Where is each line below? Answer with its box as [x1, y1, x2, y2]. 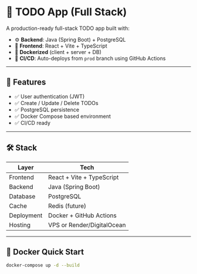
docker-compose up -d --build [6, 262, 80, 269]
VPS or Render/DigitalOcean [47, 221, 126, 229]
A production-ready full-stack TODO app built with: [6, 25, 130, 32]
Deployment [9, 211, 43, 219]
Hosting [9, 221, 31, 229]
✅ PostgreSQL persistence [14, 106, 80, 113]
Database [9, 192, 36, 200]
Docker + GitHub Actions [47, 211, 117, 219]
